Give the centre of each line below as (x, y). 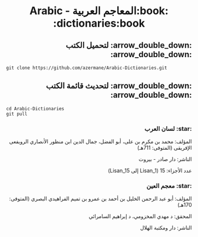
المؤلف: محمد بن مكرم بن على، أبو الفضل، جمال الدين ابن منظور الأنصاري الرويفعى (100, 141)
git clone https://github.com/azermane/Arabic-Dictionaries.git (87, 68)
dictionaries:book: (99, 23)
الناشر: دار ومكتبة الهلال (166, 228)
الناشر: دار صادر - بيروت (165, 159)
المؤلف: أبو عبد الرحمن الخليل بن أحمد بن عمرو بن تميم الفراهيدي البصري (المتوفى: (100, 199)
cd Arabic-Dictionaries (35, 108)
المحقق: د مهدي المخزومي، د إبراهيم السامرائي (140, 216)
